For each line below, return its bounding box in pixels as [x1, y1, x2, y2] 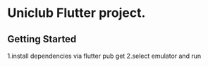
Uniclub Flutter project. [7, 5, 146, 21]
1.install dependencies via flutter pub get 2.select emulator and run [7, 51, 202, 60]
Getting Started [7, 33, 77, 45]
